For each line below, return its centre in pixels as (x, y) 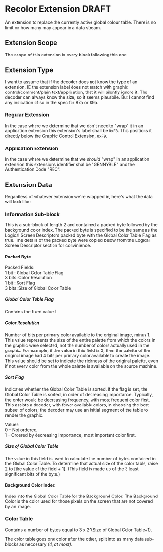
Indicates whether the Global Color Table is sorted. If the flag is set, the (76, 389)
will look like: (18, 202)
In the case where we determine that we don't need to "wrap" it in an (74, 126)
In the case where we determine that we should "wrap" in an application (77, 159)
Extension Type (29, 70)
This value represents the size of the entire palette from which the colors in (80, 340)
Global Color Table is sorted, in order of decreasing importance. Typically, (79, 395)
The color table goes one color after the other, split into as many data (74, 539)
